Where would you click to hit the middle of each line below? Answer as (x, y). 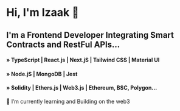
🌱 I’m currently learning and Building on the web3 (68, 101)
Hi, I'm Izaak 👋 (43, 13)
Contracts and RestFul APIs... (63, 44)
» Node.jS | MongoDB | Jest (42, 74)
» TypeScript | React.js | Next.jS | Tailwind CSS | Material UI (83, 60)
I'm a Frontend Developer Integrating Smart (90, 35)
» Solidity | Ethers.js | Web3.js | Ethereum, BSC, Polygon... (82, 88)
